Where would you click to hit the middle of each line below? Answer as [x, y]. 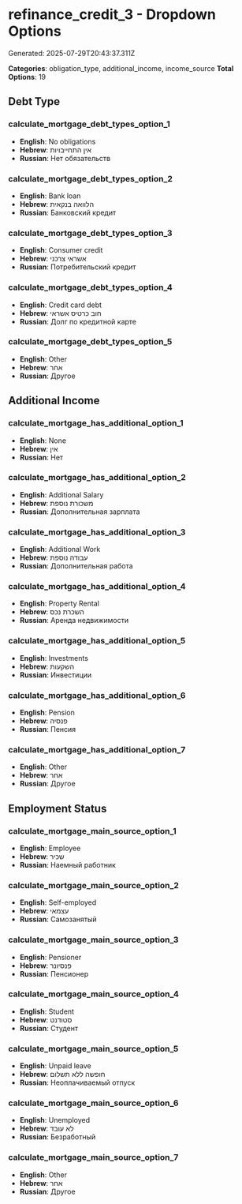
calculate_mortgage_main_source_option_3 [93, 940]
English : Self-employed [58, 902]
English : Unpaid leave [56, 1066]
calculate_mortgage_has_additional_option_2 [97, 478]
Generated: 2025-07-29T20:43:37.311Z [72, 53]
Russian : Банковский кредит [68, 212]
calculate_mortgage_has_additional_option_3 [97, 532]
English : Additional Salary [61, 494]
